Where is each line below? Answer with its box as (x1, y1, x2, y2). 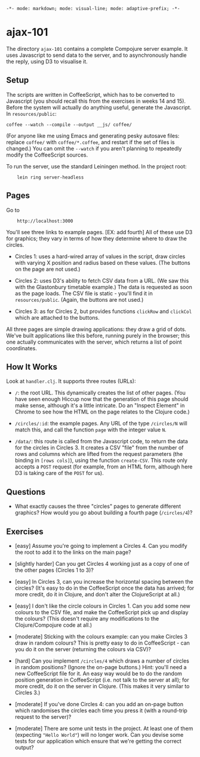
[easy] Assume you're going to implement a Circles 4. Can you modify (14, 543, 187, 549)
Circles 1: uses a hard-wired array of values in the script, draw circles (14, 253, 186, 260)
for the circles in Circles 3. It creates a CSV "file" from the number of (14, 444, 184, 451)
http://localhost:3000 (17, 218, 73, 224)
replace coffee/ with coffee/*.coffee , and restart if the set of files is (6, 138, 175, 146)
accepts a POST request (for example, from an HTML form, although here (14, 463, 193, 470)
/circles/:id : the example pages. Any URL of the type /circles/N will (14, 420, 187, 427)
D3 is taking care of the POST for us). (14, 470, 104, 477)
